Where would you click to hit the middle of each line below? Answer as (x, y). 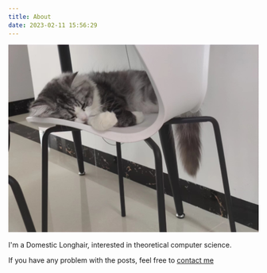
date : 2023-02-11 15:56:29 (53, 25)
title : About (30, 17)
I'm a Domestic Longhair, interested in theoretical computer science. (120, 244)
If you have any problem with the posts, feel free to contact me (111, 260)
